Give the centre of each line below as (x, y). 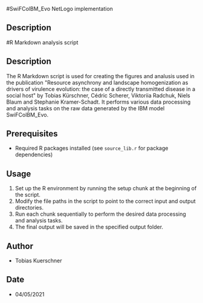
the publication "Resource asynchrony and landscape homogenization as (97, 82)
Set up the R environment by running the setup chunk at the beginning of (106, 188)
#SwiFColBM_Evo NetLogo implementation (60, 9)
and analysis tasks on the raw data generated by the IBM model (85, 108)
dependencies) (34, 155)
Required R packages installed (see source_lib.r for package (92, 148)
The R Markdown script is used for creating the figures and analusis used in (101, 76)
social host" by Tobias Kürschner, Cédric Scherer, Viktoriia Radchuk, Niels (98, 95)
